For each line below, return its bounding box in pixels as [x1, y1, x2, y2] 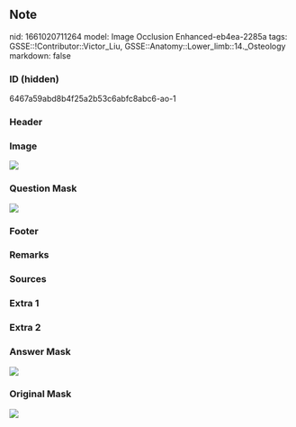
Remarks [9, 249, 49, 261]
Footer [9, 224, 39, 237]
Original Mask [9, 387, 72, 400]
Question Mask [9, 182, 77, 195]
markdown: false [9, 50, 72, 61]
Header [9, 116, 43, 129]
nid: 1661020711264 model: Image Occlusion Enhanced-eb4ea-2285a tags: [9, 31, 288, 41]
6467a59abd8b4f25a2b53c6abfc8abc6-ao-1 [9, 94, 177, 104]
